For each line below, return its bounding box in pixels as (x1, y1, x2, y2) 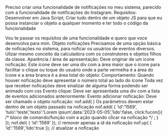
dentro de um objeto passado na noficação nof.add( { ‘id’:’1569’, (5, 104, 137, 110)
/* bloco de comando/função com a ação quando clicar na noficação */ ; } (5, 115, 159, 120)
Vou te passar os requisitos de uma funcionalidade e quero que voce (5, 35, 147, 41)
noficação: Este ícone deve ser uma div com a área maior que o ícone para (5, 62, 160, 67)
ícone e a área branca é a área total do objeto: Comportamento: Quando (5, 72, 154, 78)
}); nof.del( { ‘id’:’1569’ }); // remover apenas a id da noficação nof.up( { (5, 120, 152, 126)
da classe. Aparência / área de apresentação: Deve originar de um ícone (5, 56, 154, 62)
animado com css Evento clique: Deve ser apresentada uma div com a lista (5, 88, 160, 94)
